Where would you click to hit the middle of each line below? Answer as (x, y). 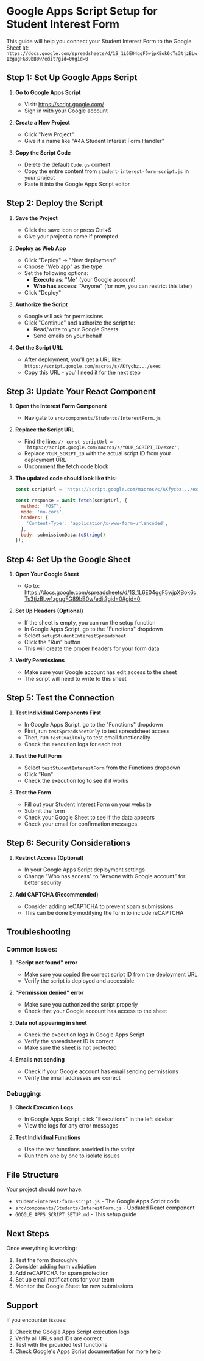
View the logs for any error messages (71, 1125)
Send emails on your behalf (68, 336)
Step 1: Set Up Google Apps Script (72, 78)
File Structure (33, 1175)
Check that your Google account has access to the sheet (96, 1011)
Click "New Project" (49, 134)
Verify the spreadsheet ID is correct (69, 1041)
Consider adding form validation (55, 1267)
